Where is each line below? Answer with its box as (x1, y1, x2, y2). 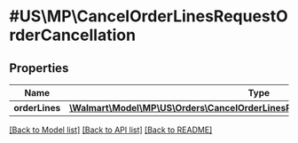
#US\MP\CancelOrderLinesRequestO (9, 6, 288, 27)
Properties (9, 60, 69, 75)
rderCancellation (9, 25, 136, 45)
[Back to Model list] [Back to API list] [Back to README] (9, 124, 213, 135)
